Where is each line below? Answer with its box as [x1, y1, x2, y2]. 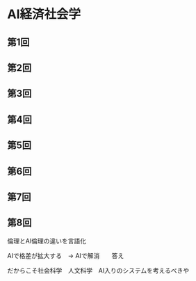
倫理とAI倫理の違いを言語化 [7, 236, 87, 245]
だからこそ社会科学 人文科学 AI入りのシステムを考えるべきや [7, 266, 190, 275]
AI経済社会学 [7, 6, 81, 22]
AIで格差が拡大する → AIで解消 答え [7, 251, 124, 259]
